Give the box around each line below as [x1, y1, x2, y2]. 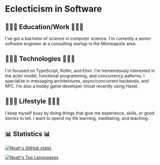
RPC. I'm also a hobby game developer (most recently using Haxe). [5, 83, 139, 89]
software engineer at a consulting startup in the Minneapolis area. [5, 41, 137, 47]
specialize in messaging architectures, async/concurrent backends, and [5, 78, 149, 83]
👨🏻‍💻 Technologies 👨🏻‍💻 [5, 55, 75, 63]
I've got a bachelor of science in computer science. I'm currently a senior [5, 35, 151, 41]
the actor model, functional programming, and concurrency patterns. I [5, 73, 145, 79]
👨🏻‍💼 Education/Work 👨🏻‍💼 [5, 23, 84, 31]
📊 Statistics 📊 [5, 130, 50, 138]
